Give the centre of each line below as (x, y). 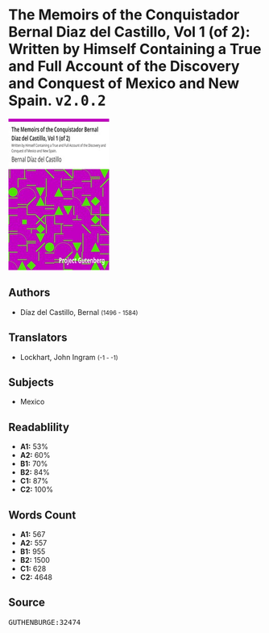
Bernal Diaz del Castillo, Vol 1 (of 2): (130, 32)
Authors (29, 293)
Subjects (31, 382)
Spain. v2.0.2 (57, 101)
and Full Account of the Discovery (124, 67)
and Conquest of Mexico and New (124, 84)
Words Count (42, 515)
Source (27, 603)
